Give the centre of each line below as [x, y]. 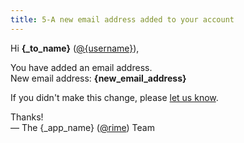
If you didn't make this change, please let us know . [114, 97]
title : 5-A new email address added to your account [122, 19]
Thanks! [27, 117]
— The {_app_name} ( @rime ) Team [82, 127]
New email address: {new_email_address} [98, 78]
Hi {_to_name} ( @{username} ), [75, 48]
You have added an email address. [81, 67]
